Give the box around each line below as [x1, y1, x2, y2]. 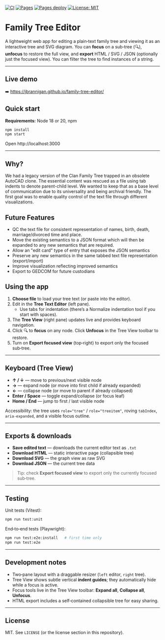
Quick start [5, 105, 40, 113]
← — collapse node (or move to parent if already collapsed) [12, 387, 133, 393]
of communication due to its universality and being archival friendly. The [5, 188, 151, 194]
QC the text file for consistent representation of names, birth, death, [12, 226, 150, 232]
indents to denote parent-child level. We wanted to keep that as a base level [5, 183, 159, 189]
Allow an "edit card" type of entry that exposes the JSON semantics [12, 247, 150, 253]
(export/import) [12, 258, 44, 264]
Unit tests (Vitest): [5, 507, 42, 513]
